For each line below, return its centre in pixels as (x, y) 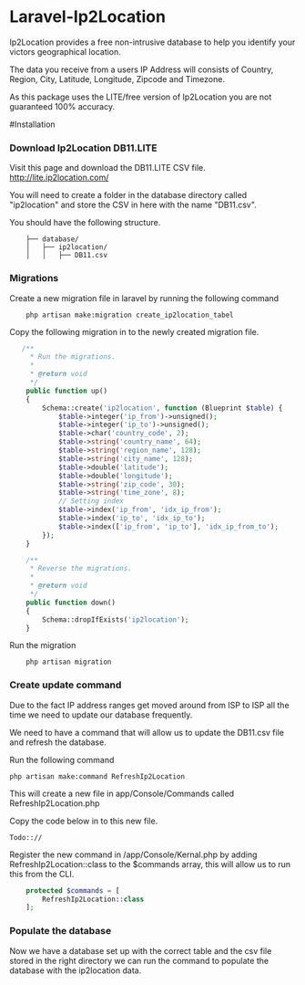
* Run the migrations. (73, 357)
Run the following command (62, 760)
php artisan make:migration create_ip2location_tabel (130, 315)
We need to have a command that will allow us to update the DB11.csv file (147, 732)
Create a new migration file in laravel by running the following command (144, 298)
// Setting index (91, 501)
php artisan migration (69, 662)
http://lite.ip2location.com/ (59, 178)
